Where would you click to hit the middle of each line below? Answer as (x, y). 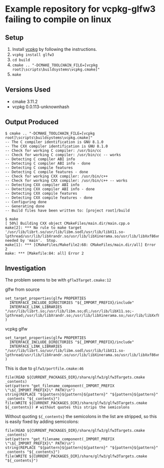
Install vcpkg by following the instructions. (54, 49)
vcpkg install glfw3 (33, 55)
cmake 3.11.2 (25, 101)
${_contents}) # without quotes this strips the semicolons (68, 407)
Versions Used (28, 90)
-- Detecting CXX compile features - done (49, 198)
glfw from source (22, 289)
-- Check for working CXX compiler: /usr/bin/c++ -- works (66, 180)
